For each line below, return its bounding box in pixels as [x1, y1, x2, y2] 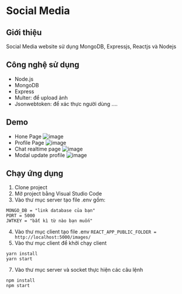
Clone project [14, 184, 48, 191]
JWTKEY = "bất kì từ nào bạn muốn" [6, 218, 93, 224]
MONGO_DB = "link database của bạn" [6, 208, 95, 214]
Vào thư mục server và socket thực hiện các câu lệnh [14, 266, 143, 274]
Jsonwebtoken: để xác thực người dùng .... [14, 100, 118, 107]
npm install [6, 278, 35, 283]
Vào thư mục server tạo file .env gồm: [14, 196, 106, 203]
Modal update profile [14, 151, 66, 159]
